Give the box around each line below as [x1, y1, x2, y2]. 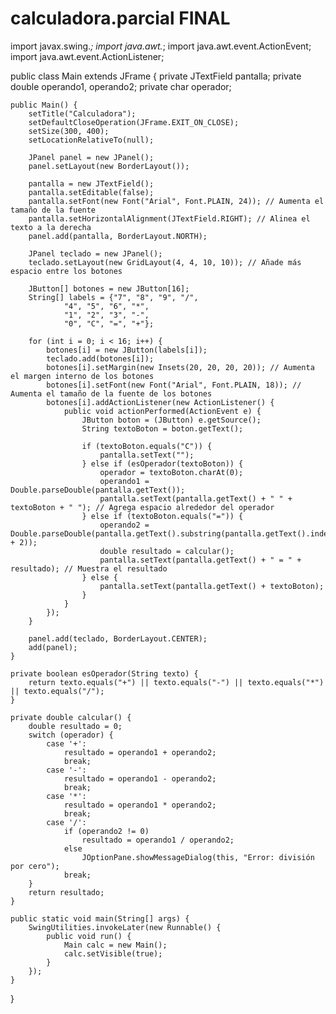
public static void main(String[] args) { [10, 913, 190, 924]
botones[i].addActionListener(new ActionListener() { [46, 397, 275, 407]
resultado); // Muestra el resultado [10, 563, 168, 574]
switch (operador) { [28, 730, 114, 740]
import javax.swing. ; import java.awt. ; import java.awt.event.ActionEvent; [10, 40, 312, 52]
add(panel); [28, 642, 78, 652]
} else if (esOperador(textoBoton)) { [81, 458, 244, 469]
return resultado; [28, 887, 105, 897]
